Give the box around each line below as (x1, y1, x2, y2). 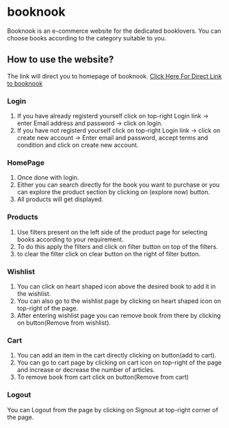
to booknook (7, 79, 43, 88)
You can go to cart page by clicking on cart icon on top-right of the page (16, 358, 222, 366)
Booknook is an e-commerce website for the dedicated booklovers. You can (7, 27, 221, 35)
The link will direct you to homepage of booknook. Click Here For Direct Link (7, 72, 222, 80)
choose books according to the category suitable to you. (7, 34, 167, 42)
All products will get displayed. (16, 196, 104, 204)
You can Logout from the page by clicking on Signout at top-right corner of (7, 405, 219, 414)
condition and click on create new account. (16, 141, 139, 149)
